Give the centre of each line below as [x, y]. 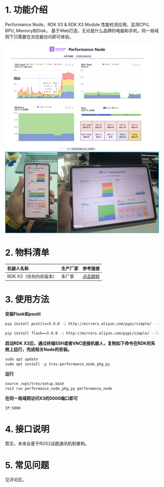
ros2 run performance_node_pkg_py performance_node [59, 388]
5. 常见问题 [27, 465]
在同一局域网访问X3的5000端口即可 [41, 398]
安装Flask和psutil [23, 314]
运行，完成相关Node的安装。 [43, 349]
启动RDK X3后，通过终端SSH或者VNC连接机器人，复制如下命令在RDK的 [78, 343]
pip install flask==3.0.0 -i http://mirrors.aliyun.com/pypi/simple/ [77, 333]
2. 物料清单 [27, 253]
